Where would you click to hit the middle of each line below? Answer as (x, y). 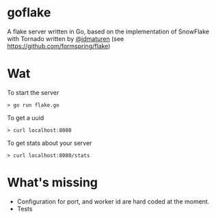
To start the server (33, 92)
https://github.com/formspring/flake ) (59, 46)
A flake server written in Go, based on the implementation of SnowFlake (108, 31)
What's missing (52, 183)
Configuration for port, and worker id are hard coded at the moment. (113, 201)
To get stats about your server (50, 143)
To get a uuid (26, 118)
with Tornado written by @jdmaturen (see (66, 38)
